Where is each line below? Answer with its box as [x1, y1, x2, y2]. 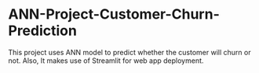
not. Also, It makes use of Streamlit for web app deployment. [8, 56, 204, 65]
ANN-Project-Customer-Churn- [8, 5, 220, 23]
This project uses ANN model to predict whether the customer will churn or [8, 47, 251, 57]
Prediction [8, 22, 77, 40]
